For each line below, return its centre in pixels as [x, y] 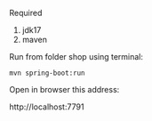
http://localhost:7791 [47, 107]
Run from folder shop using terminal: [76, 56]
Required [26, 13]
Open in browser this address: [64, 89]
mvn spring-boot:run [48, 73]
